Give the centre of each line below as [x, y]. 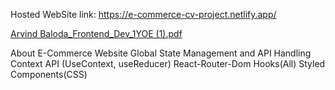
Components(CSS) [49, 74]
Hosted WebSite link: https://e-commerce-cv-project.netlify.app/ [143, 14]
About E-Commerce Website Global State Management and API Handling [161, 53]
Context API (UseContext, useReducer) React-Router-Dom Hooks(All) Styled [168, 63]
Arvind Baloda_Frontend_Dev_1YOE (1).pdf [96, 33]
